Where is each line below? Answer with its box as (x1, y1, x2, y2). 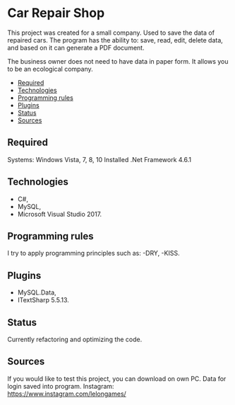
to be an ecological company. (7, 64, 93, 73)
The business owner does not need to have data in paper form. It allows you (7, 57, 229, 65)
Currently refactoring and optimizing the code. (7, 335, 143, 343)
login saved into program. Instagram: (7, 382, 114, 390)
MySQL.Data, (17, 288, 56, 297)
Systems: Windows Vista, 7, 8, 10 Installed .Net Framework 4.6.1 (7, 155, 192, 164)
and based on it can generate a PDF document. (7, 43, 145, 52)
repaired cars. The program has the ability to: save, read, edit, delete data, (7, 35, 224, 44)
